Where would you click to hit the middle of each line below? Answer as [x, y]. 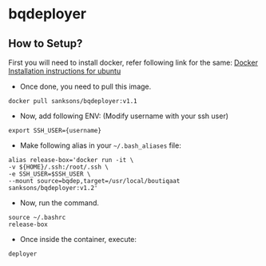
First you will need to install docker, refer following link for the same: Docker [133, 62]
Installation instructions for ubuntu [65, 71]
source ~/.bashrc [37, 217]
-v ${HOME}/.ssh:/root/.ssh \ [59, 167]
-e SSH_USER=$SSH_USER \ [50, 174]
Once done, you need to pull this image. [85, 86]
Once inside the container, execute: [78, 239]
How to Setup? [46, 44]
